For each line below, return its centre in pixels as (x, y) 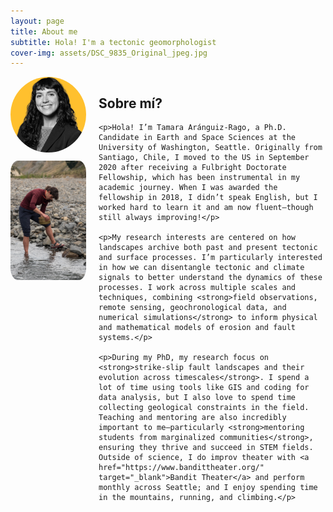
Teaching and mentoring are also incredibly (192, 418)
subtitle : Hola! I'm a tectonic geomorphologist (113, 42)
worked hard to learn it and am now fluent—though (206, 208)
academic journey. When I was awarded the (188, 188)
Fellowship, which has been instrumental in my (199, 178)
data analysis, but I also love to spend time (197, 398)
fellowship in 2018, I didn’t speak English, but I (208, 198)
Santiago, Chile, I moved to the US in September (204, 158)
